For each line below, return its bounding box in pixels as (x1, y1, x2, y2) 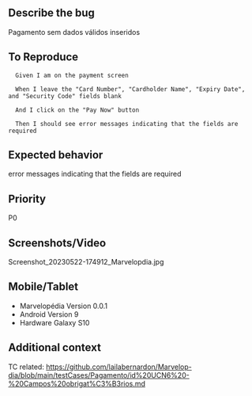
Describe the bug (8, 6, 95, 20)
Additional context (8, 341, 101, 355)
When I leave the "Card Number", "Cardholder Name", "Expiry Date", (15, 85, 246, 93)
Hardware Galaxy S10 (19, 318, 90, 327)
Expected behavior (8, 148, 103, 162)
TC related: (8, 362, 45, 371)
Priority (8, 192, 46, 205)
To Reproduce (8, 51, 79, 64)
